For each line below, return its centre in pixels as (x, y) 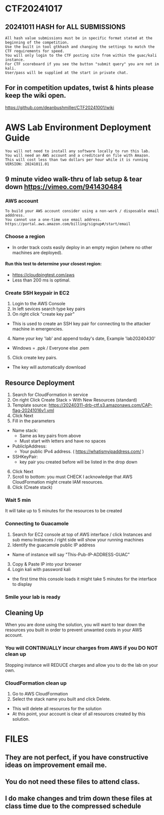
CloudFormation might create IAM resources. (58, 482)
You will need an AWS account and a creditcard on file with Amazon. (78, 155)
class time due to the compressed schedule (73, 806)
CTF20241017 (34, 9)
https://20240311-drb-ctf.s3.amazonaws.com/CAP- (100, 405)
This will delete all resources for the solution (57, 708)
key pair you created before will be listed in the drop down (78, 462)
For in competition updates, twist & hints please (79, 88)
